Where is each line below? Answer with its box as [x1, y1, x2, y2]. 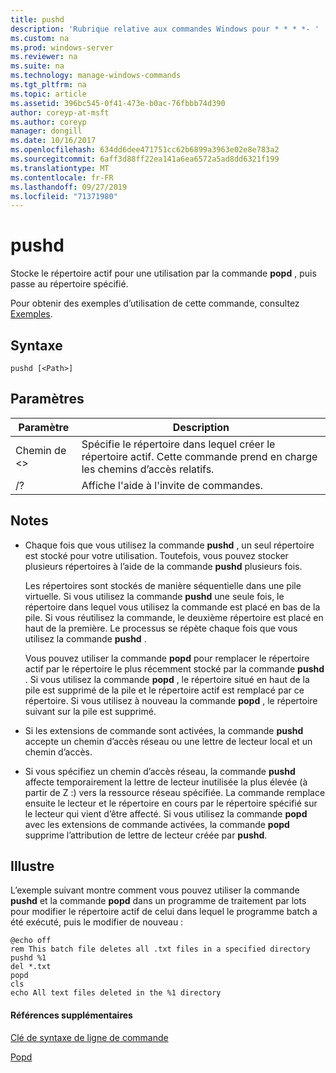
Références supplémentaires [10, 1009, 133, 1021]
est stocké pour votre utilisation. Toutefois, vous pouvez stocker [24, 549, 289, 561]
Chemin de [15, 443, 67, 457]
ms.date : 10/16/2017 [10, 136, 97, 146]
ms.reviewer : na [10, 52, 78, 62]
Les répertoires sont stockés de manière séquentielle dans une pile [24, 579, 302, 591]
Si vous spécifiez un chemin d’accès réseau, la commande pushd [24, 765, 296, 777]
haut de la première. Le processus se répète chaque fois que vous [24, 622, 298, 634]
